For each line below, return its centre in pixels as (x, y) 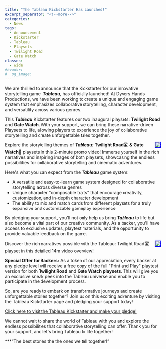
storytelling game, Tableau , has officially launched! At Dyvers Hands (75, 94)
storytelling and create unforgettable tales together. (58, 135)
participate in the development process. (46, 281)
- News (16, 24)
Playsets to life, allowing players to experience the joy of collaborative (76, 130)
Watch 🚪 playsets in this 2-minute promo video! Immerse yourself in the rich (82, 152)
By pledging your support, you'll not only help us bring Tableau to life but (80, 218)
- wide (16, 65)
